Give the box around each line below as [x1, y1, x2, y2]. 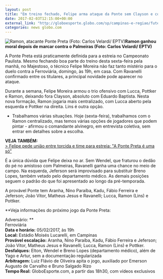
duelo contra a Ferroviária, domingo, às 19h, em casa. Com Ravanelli [5, 68, 142, 74]
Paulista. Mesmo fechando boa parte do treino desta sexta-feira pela [5, 58, 143, 64]
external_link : [5, 20, 36, 26]
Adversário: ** [5, 217, 34, 223]
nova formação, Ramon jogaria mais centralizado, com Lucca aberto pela [5, 98, 151, 104]
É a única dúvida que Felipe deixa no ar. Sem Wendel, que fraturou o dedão [5, 158, 156, 164]
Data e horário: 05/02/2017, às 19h [5, 227, 74, 233]
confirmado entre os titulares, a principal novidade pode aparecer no [5, 74, 143, 80]
